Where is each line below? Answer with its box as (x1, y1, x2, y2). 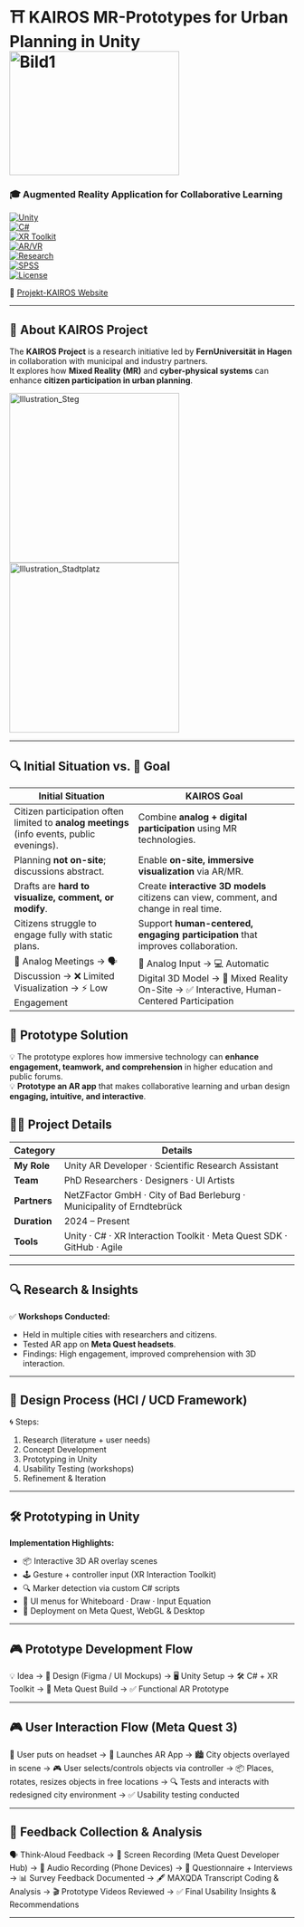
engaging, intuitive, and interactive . (9, 1090, 147, 1101)
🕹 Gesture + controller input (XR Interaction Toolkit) (22, 1569, 217, 1580)
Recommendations (9, 1899, 80, 1910)
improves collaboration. (138, 940, 238, 953)
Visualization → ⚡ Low (14, 982, 109, 994)
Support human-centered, (138, 917, 253, 930)
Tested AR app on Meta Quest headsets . (22, 1338, 176, 1349)
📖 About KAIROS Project (9, 321, 148, 338)
